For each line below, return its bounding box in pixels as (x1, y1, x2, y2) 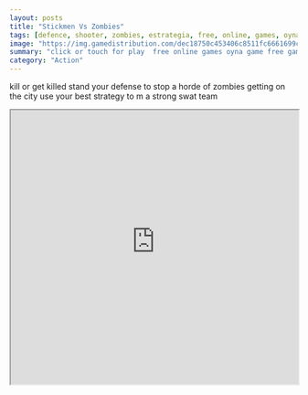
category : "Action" (9, 56, 84, 65)
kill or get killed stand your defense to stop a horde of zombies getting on (9, 81, 286, 91)
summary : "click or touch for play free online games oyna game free (9, 48, 284, 57)
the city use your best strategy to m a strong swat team (9, 91, 218, 101)
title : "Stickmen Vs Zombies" (9, 22, 125, 31)
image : (9, 38, 35, 48)
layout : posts (9, 13, 64, 23)
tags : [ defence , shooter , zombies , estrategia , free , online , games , (9, 30, 281, 39)
